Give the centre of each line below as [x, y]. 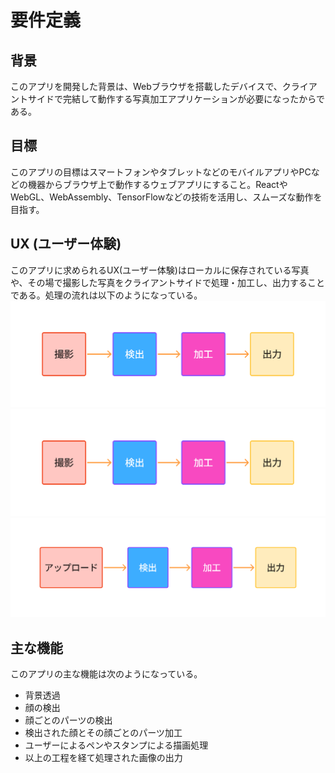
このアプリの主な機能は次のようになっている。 [106, 673]
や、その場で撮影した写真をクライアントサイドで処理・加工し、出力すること [168, 282]
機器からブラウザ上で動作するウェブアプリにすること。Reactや [157, 184]
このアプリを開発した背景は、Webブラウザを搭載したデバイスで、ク [151, 86]
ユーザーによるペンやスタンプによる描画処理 [116, 745]
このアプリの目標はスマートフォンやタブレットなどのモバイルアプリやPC [161, 172]
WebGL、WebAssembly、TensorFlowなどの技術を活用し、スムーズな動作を [166, 197]
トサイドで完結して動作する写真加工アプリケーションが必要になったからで [171, 99]
